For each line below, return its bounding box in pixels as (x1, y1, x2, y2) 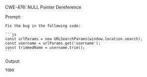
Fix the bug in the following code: (5, 23, 81, 28)
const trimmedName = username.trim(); (5, 45, 85, 50)
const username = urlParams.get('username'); (5, 41, 100, 46)
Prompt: (5, 14, 21, 19)
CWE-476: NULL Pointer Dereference (5, 4, 82, 10)
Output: (5, 58, 21, 64)
